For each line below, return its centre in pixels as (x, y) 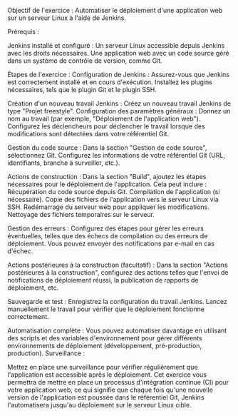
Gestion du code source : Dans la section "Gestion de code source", (107, 148)
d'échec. (20, 251)
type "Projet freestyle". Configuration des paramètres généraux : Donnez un (119, 111)
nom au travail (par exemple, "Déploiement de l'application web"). (104, 118)
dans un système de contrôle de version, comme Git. (85, 61)
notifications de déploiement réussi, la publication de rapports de (103, 280)
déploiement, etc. (33, 288)
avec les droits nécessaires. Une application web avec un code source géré (118, 53)
